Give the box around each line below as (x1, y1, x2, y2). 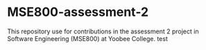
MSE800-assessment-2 (7, 4, 149, 20)
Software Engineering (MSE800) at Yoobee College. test (7, 34, 168, 42)
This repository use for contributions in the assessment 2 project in (7, 27, 199, 35)
